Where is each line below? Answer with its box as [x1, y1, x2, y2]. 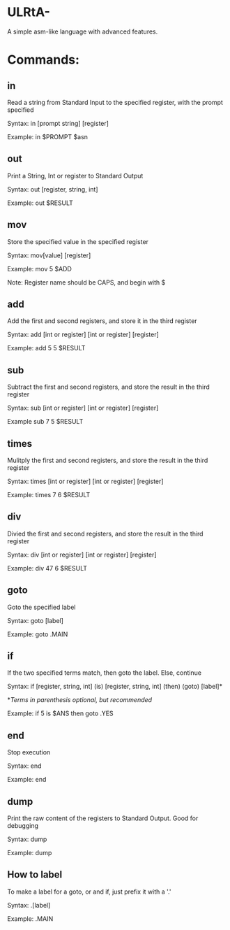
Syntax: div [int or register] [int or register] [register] [7, 550, 157, 559]
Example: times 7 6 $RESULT [7, 491, 91, 499]
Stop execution [7, 748, 51, 757]
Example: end [7, 775, 47, 784]
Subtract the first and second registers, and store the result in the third [7, 382, 210, 392]
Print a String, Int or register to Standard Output [7, 171, 144, 180]
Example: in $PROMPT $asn [7, 132, 89, 141]
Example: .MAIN [7, 914, 54, 923]
